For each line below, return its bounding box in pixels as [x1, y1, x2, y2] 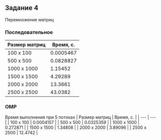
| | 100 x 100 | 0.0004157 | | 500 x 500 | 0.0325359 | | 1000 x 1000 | [5, 120, 140, 125]
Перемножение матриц [5, 16, 54, 22]
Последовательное [5, 29, 53, 35]
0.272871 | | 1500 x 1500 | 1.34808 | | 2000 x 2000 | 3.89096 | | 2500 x [5, 124, 146, 130]
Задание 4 [5, 4, 39, 12]
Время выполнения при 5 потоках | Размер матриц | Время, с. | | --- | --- [5, 114, 156, 120]
